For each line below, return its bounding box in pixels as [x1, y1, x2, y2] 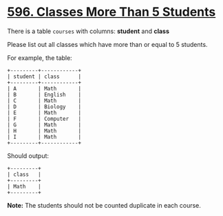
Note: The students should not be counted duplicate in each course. [7, 201, 202, 209]
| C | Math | [7, 97, 81, 104]
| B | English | [7, 91, 81, 98]
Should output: [7, 151, 50, 159]
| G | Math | [7, 121, 81, 128]
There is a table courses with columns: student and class [7, 27, 170, 35]
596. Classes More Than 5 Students [7, 4, 216, 20]
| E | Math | [7, 109, 81, 116]
